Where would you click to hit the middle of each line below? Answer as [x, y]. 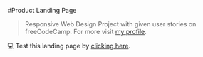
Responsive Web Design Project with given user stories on [110, 24]
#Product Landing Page [42, 10]
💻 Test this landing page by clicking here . [69, 46]
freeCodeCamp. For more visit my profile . [86, 32]
